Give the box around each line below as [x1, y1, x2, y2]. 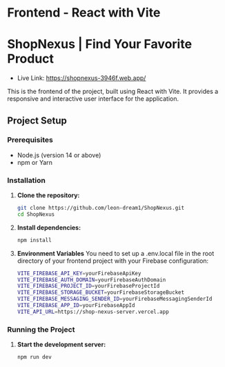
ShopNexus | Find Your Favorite [7, 37, 192, 52]
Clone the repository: [17, 191, 80, 199]
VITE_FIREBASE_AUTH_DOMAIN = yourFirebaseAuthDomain [17, 276, 166, 284]
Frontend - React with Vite [7, 5, 161, 21]
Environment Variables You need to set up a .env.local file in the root [17, 249, 215, 257]
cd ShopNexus [17, 210, 55, 218]
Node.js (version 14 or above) [17, 150, 101, 159]
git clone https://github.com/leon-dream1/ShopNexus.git [17, 205, 185, 212]
